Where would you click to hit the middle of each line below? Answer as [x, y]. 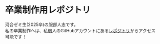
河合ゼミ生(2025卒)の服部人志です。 [42, 24]
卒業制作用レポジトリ [48, 10]
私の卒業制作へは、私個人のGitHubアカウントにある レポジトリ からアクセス [80, 30]
